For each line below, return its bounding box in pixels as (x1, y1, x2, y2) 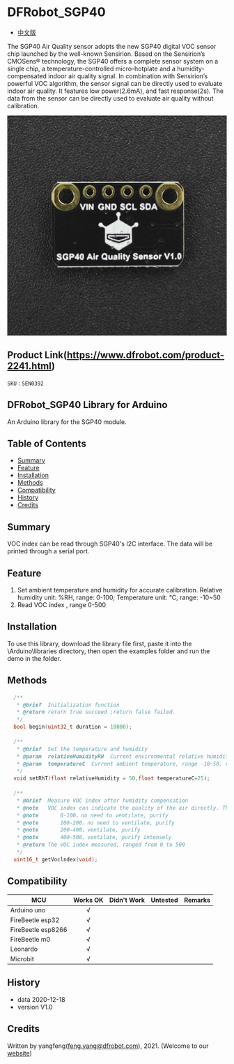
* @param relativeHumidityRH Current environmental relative (16, 752, 204, 760)
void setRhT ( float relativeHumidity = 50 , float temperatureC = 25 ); (13, 775, 210, 782)
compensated (7, 71, 47, 80)
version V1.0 (17, 1003, 54, 1011)
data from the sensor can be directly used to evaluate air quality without (7, 94, 214, 102)
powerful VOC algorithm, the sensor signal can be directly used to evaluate (7, 79, 223, 87)
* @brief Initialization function (16, 701, 120, 708)
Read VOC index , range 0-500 (17, 601, 107, 608)
